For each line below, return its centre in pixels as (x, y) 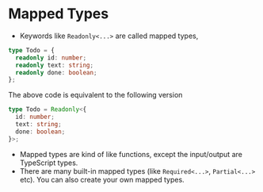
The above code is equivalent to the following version (95, 95)
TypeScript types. (49, 163)
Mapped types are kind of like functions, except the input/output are (131, 154)
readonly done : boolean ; (56, 72)
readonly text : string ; (54, 65)
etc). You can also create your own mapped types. (102, 179)
